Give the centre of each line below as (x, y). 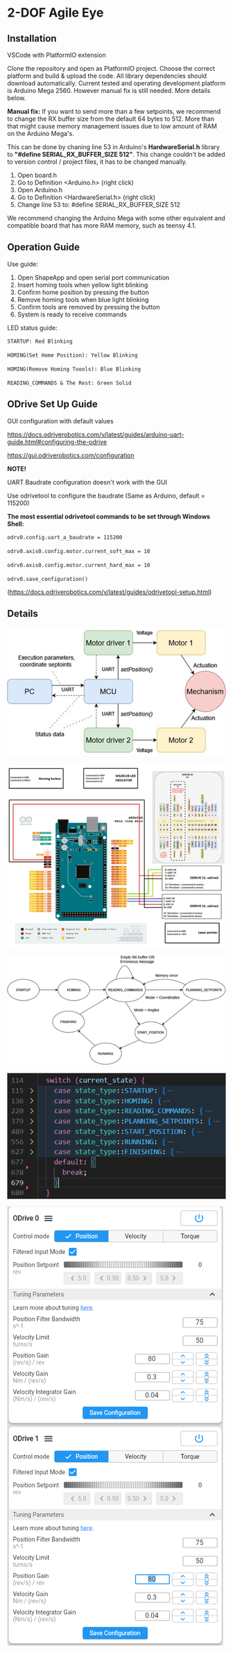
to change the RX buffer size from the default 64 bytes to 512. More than (111, 119)
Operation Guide (43, 247)
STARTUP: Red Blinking (40, 341)
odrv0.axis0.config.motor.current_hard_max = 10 (79, 565)
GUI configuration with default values (60, 421)
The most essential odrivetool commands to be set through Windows (109, 516)
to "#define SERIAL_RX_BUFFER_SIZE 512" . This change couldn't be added (116, 154)
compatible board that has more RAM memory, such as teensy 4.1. (102, 226)
